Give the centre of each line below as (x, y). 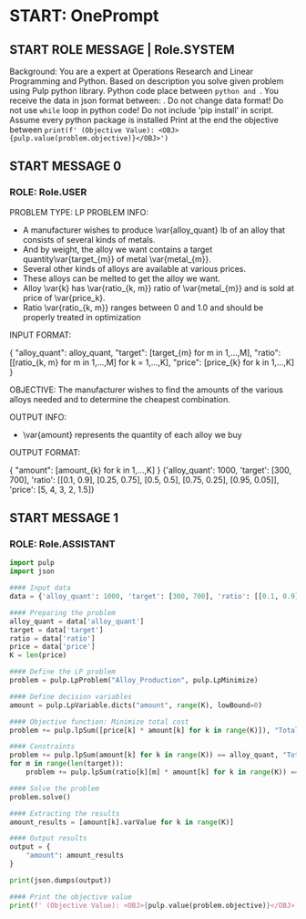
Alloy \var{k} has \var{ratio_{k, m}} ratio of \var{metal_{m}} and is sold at (158, 287)
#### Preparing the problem (63, 612)
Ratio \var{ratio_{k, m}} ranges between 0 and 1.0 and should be (143, 308)
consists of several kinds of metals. (89, 239)
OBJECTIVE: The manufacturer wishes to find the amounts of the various (147, 390)
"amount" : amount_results (75, 856)
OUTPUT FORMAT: (45, 452)
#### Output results (49, 839)
